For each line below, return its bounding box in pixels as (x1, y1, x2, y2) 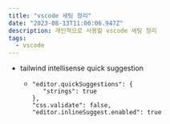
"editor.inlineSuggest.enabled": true (31, 109, 162, 117)
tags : (8, 34, 26, 42)
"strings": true (42, 87, 98, 96)
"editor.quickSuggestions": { (31, 81, 134, 89)
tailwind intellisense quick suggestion (19, 63, 144, 73)
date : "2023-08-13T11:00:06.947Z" (8, 19, 124, 27)
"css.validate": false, (31, 102, 112, 110)
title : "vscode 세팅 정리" (8, 11, 92, 20)
